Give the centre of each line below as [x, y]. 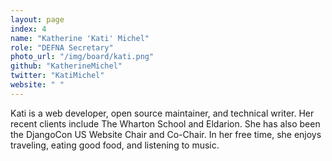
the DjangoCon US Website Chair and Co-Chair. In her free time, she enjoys [166, 134]
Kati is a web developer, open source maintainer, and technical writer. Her [162, 113]
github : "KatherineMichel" [66, 66]
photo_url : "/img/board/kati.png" [82, 57]
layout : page [37, 19]
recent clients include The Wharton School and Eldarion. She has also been [165, 123]
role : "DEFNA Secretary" [62, 47]
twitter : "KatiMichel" [57, 76]
